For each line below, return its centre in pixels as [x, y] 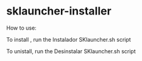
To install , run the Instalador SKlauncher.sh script [69, 39]
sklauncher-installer [59, 11]
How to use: [21, 28]
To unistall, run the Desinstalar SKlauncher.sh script [71, 51]
